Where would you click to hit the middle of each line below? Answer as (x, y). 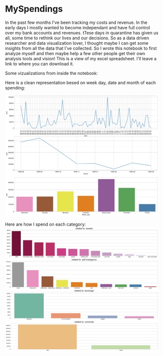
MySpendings (34, 9)
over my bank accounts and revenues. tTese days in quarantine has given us (82, 33)
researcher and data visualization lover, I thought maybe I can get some (77, 43)
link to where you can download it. (39, 64)
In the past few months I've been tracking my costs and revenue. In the (76, 22)
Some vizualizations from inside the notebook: (52, 73)
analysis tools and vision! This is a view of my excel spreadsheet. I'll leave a (81, 58)
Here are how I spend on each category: (45, 224)
